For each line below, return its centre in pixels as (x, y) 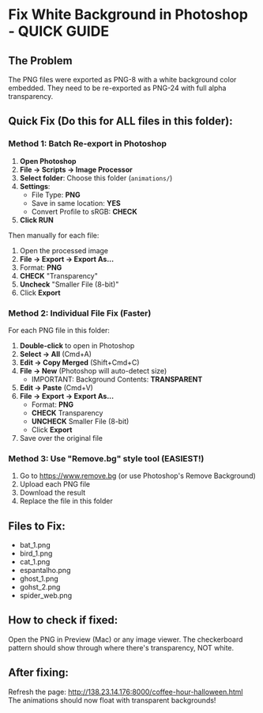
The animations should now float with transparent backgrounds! (112, 700)
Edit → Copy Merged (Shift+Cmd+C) (79, 362)
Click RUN (36, 220)
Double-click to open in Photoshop (77, 345)
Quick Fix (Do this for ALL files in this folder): (120, 121)
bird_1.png (36, 554)
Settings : (35, 186)
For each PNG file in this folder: (59, 330)
